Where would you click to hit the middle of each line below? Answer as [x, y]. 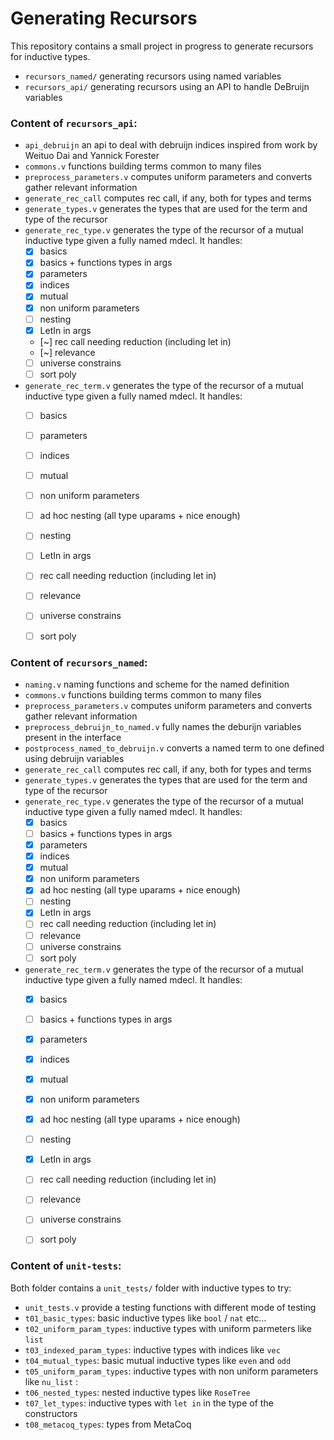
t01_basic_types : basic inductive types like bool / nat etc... [145, 1318]
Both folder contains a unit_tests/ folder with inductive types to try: [151, 1288]
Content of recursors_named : [79, 662]
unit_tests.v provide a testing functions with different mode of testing [170, 1307]
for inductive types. [50, 56]
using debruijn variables [74, 758]
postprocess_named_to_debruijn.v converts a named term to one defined [174, 748]
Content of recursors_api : [74, 123]
